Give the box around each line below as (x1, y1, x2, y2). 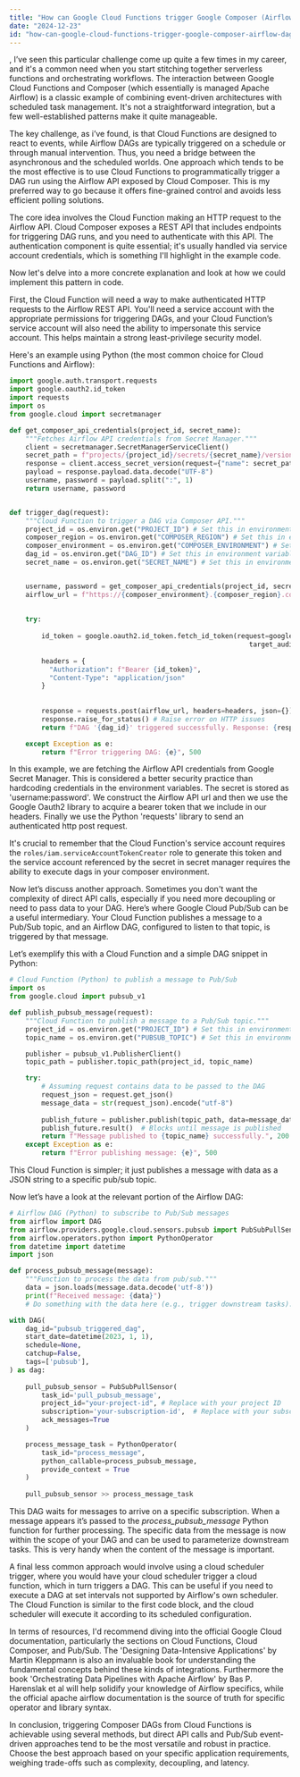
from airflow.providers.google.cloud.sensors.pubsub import (9, 1225, 238, 1234)
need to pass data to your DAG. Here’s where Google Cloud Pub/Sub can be (9, 903, 288, 914)
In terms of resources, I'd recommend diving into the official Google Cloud (9, 1626, 283, 1637)
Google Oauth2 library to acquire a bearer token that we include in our (9, 802, 267, 813)
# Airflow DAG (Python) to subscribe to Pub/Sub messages (9, 1209, 229, 1217)
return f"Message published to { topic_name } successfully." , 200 (41, 1132, 290, 1141)
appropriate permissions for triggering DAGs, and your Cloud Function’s (9, 314, 273, 324)
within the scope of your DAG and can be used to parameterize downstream (9, 1535, 289, 1545)
